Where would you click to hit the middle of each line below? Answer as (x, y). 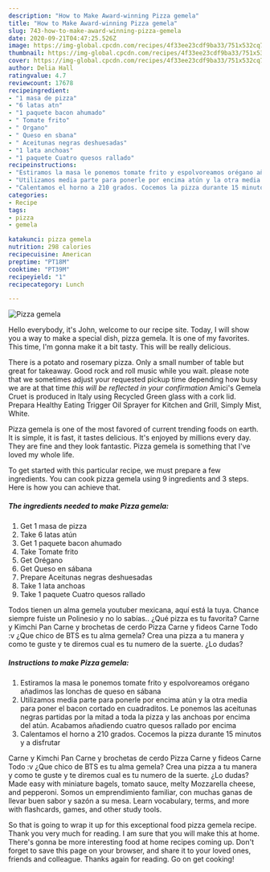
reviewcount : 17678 (41, 83)
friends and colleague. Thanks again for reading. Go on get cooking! (121, 859)
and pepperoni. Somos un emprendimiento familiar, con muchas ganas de (131, 792)
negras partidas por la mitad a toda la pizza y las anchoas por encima (135, 717)
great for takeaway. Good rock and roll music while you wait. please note (129, 371)
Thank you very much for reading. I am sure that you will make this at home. (134, 833)
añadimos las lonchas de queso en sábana (90, 691)
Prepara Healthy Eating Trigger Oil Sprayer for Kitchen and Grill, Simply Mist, (135, 405)
